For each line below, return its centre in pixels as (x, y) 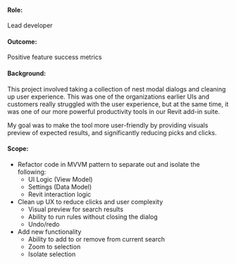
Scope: (18, 149)
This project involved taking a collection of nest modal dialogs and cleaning (117, 89)
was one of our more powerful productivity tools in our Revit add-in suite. (114, 111)
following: (32, 172)
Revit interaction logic (60, 194)
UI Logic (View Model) (60, 179)
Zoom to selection (54, 246)
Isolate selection (52, 254)
